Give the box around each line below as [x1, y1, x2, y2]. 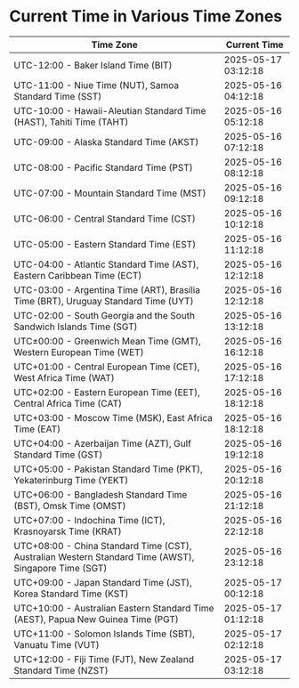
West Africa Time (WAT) [13, 371, 116, 384]
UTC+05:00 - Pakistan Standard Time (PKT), [13, 463, 203, 475]
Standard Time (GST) [13, 448, 103, 460]
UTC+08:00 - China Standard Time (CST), [13, 539, 192, 552]
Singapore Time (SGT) [13, 562, 108, 574]
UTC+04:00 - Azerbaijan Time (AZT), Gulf [13, 437, 191, 449]
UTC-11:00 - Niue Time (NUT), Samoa [13, 78, 180, 91]
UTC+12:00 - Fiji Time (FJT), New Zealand [13, 652, 194, 665]
